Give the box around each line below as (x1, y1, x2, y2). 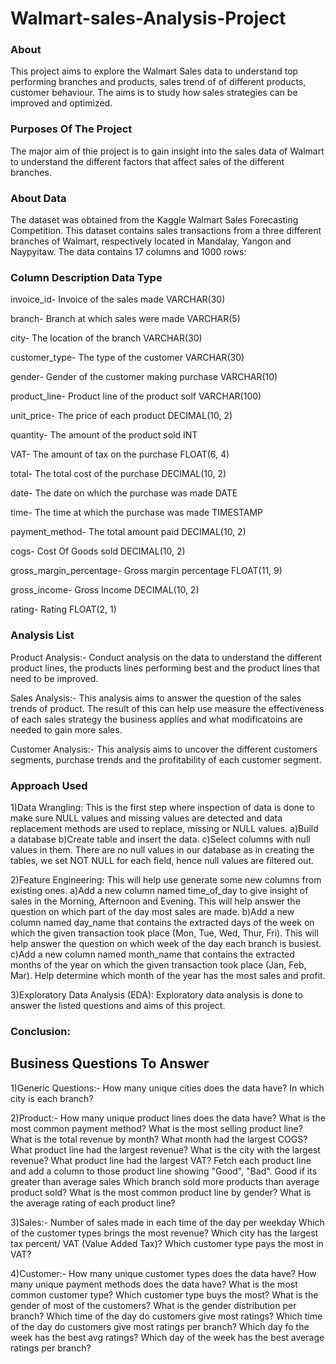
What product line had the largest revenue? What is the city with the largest (10, 1143, 321, 1156)
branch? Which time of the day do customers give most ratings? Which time (10, 1310, 323, 1322)
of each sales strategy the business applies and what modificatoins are (10, 713, 303, 725)
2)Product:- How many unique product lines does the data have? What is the (10, 1112, 326, 1124)
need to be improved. (10, 672, 99, 684)
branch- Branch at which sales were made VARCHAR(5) (10, 313, 241, 325)
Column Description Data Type (10, 271, 163, 284)
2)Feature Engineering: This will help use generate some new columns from (10, 873, 322, 886)
